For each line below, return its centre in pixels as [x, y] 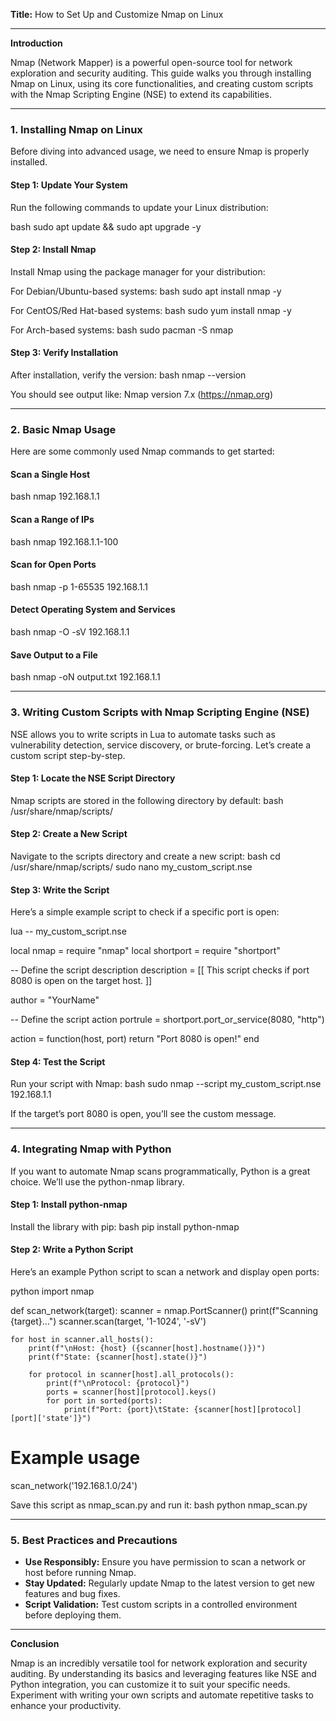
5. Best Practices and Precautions [94, 1540]
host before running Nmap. [80, 1573]
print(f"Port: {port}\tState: [126, 1410]
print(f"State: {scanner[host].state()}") [118, 1357]
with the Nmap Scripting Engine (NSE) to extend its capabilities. [141, 94]
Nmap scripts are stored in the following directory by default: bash [147, 800]
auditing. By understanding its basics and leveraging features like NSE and [163, 1674]
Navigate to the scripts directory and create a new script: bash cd [145, 856]
